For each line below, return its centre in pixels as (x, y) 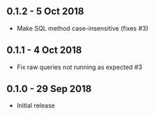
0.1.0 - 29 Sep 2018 (49, 89)
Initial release (36, 106)
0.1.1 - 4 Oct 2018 (44, 51)
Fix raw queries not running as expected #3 (79, 67)
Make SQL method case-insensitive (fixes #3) (82, 28)
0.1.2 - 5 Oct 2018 (45, 11)
